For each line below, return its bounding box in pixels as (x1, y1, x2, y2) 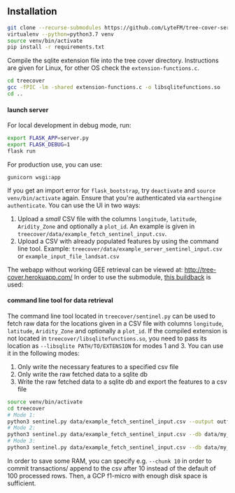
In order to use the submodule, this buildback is (73, 272, 211, 281)
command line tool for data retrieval (7, 296, 113, 305)
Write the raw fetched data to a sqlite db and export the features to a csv (17, 377, 227, 386)
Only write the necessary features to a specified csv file (17, 362, 179, 370)
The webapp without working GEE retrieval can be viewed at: (7, 265, 183, 274)
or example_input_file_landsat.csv (17, 251, 120, 260)
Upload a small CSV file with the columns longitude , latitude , (17, 214, 197, 223)
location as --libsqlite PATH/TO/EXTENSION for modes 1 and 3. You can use (7, 341, 224, 349)
